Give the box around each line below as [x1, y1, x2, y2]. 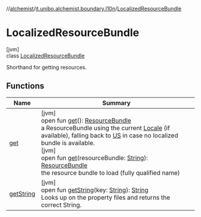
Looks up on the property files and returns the [41, 193, 170, 201]
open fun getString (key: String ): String [41, 185, 148, 194]
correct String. [41, 200, 82, 209]
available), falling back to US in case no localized [41, 131, 178, 139]
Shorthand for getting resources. [6, 63, 87, 71]
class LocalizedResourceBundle [6, 52, 85, 59]
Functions [6, 81, 45, 91]
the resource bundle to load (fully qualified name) [41, 169, 181, 177]
